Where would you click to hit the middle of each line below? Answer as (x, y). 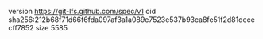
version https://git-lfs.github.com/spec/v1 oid (82, 11)
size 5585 (51, 28)
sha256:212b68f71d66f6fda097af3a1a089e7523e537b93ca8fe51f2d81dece (132, 19)
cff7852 (21, 28)
